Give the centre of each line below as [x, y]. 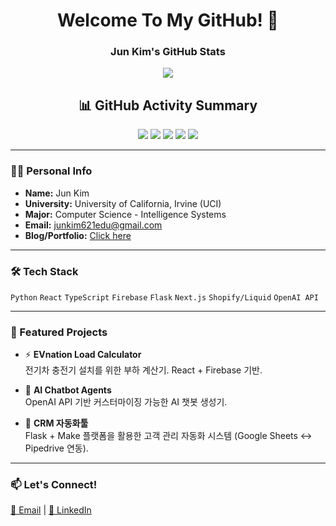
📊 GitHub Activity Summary [168, 105]
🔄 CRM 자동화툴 [56, 423]
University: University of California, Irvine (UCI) [123, 203]
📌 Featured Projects [59, 332]
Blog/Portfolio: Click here [78, 235]
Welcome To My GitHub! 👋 [168, 20]
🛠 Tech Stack [44, 271]
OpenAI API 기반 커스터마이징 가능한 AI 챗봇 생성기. [126, 402]
